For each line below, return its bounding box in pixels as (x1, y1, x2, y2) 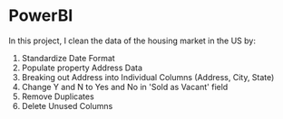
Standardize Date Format (21, 52, 115, 63)
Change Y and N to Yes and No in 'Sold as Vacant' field (21, 81, 229, 92)
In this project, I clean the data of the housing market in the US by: (8, 35, 256, 46)
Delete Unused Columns (21, 100, 113, 111)
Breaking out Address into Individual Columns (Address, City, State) (21, 71, 275, 82)
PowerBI (8, 5, 73, 26)
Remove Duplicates (21, 91, 94, 102)
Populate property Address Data (21, 62, 142, 73)
